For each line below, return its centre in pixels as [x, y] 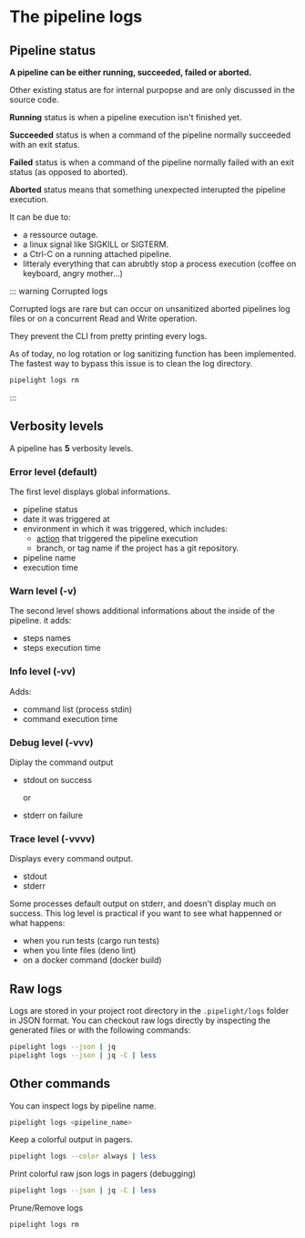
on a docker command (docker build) [92, 960]
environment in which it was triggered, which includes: [125, 528]
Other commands [60, 1083]
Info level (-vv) [42, 672]
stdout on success [57, 779]
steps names [46, 638]
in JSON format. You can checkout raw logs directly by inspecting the [140, 1020]
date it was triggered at [66, 519]
